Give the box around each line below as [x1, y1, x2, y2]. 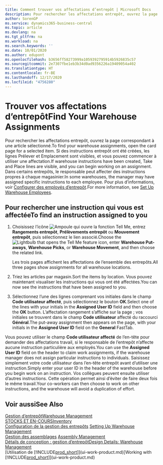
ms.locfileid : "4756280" [5, 79, 55, 84]
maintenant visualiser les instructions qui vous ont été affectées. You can [12, 279, 157, 285]
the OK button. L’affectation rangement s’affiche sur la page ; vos [12, 309, 143, 315]
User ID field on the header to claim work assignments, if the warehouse [5, 349, 150, 356]
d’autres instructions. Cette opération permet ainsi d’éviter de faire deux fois [5, 376, 158, 382]
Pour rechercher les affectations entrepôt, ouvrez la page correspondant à [5, 137, 155, 143]
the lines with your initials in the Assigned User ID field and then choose [12, 304, 157, 310]
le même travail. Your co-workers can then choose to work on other [5, 381, 140, 387]
